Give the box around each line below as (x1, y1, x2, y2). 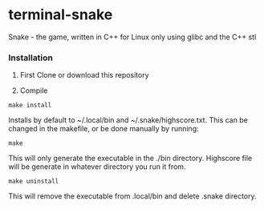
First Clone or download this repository (19, 70, 150, 80)
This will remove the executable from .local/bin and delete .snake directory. (8, 191, 257, 201)
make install (8, 102, 52, 110)
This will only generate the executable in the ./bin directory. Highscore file (8, 154, 253, 163)
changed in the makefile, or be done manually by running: (8, 124, 199, 134)
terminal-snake (8, 6, 113, 24)
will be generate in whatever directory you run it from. (8, 162, 186, 171)
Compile (19, 86, 48, 95)
